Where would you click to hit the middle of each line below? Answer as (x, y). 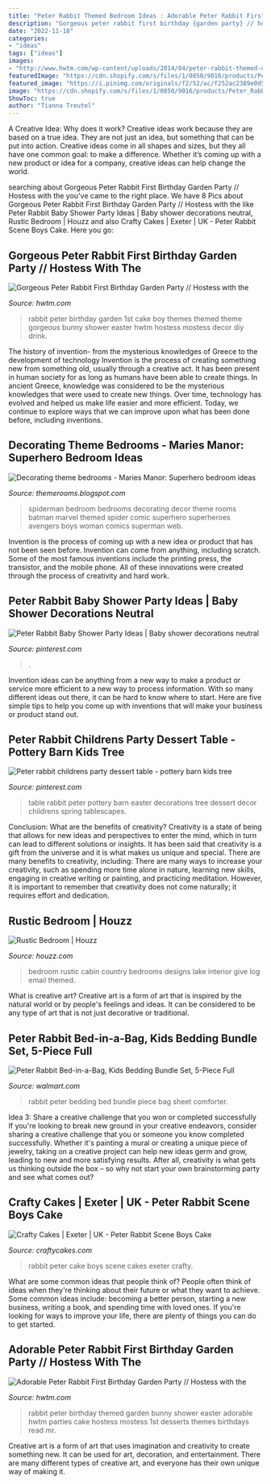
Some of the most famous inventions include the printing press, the (120, 558)
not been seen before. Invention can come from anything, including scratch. (134, 550)
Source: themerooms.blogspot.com (67, 493)
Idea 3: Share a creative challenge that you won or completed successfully (132, 1117)
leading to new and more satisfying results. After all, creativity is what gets (132, 1160)
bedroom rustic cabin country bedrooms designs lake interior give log (144, 972)
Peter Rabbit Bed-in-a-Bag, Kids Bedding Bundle (133, 1038)
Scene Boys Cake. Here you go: (61, 230)
